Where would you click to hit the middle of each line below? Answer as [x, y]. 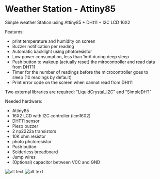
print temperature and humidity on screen [54, 41]
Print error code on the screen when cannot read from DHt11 [72, 82]
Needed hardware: [24, 101]
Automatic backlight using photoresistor [52, 51]
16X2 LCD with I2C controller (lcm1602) [51, 115]
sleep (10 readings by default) [42, 77]
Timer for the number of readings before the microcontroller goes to [80, 72]
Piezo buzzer [25, 126]
